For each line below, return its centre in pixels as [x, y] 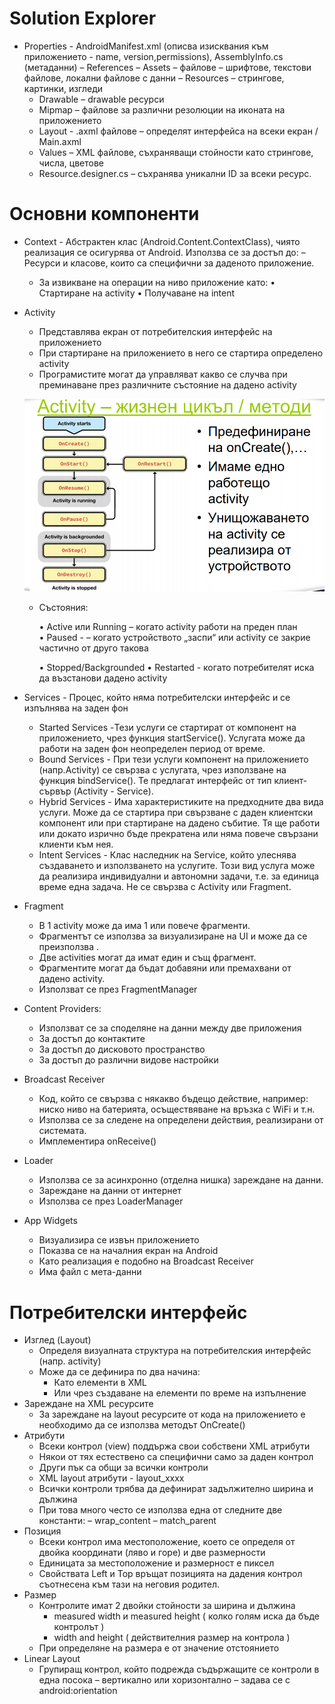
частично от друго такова [93, 648]
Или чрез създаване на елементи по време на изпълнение [180, 1393]
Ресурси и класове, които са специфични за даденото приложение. [169, 263]
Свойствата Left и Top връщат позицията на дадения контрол [170, 1574]
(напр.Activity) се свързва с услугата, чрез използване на [162, 770]
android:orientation [78, 1691]
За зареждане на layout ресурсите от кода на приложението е [172, 1414]
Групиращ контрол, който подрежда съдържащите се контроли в [179, 1669]
